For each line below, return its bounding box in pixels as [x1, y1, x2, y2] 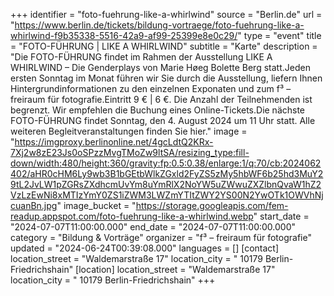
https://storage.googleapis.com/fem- [135, 200, 289, 211]
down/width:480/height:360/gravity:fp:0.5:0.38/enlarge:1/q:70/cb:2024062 [10, 157, 322, 169]
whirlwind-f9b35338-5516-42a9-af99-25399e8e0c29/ [10, 30, 238, 41]
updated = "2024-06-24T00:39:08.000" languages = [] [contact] [10, 242, 280, 254]
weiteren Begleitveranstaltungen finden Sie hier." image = [10, 125, 248, 137]
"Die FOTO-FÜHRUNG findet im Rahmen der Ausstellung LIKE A [10, 51, 273, 63]
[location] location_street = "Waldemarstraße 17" [75, 264, 276, 275]
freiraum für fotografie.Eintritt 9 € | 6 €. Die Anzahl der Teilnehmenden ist [10, 94, 313, 105]
